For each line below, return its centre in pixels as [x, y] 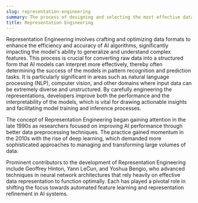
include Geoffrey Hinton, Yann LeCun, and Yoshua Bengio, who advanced [95, 169]
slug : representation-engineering [49, 12]
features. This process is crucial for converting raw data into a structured [95, 58]
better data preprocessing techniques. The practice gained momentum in [95, 132]
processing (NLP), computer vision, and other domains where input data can [99, 83]
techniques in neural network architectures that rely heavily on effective [93, 175]
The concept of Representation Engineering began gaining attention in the [96, 120]
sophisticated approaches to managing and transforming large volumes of [96, 145]
